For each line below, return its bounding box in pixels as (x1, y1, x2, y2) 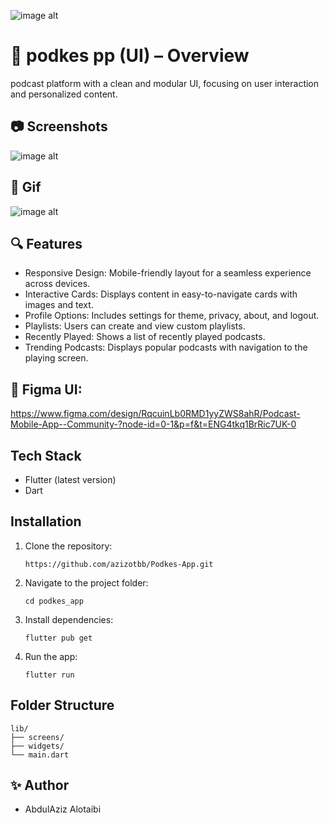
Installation (10, 513, 82, 530)
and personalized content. (10, 88, 118, 100)
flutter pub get (24, 633, 93, 643)
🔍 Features (10, 235, 83, 252)
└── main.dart (10, 750, 70, 760)
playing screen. (24, 352, 89, 364)
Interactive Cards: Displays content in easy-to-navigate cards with (24, 288, 298, 300)
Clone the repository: (24, 540, 113, 552)
